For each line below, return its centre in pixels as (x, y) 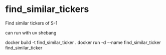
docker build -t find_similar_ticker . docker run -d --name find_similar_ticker (83, 42)
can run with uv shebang (31, 32)
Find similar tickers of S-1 (31, 23)
